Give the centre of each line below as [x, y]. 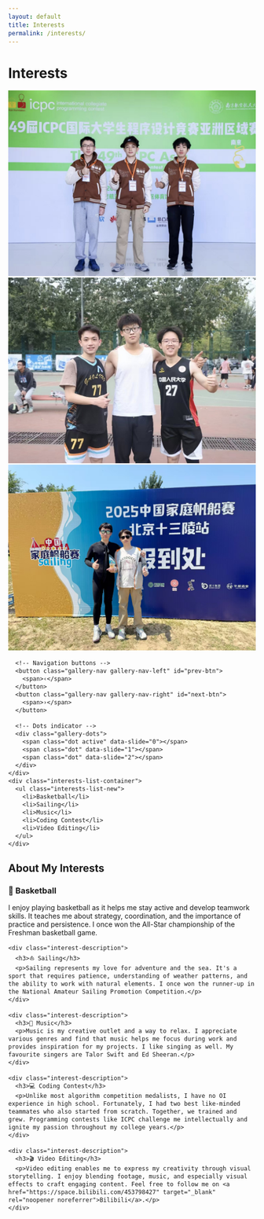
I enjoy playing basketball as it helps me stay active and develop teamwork [129, 907]
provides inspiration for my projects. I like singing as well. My [121, 1046]
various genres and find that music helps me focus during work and [123, 1039]
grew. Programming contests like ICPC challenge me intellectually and [128, 1119]
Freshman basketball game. [53, 932]
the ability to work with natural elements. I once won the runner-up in [132, 984]
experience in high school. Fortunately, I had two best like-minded [125, 1103]
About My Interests [56, 868]
